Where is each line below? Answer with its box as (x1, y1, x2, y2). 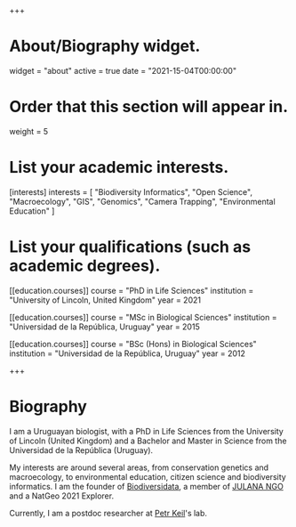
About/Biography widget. (9, 36, 201, 56)
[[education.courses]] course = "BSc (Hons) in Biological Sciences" (9, 338, 258, 349)
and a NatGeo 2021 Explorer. (9, 491, 114, 501)
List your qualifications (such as (9, 237, 252, 256)
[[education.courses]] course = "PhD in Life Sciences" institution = (9, 285, 254, 296)
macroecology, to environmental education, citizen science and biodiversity (9, 471, 286, 482)
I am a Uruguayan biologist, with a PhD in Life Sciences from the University (9, 426, 284, 436)
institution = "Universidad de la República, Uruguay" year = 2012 (9, 348, 246, 359)
